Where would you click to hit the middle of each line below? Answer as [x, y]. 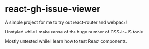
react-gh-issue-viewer [53, 9]
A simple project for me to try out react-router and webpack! [66, 22]
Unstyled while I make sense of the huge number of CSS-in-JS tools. [75, 32]
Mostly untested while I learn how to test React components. [66, 41]
